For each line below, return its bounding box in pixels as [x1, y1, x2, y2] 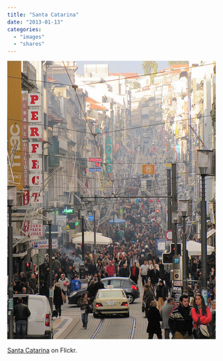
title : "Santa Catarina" [7, 11, 79, 18]
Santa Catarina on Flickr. [7, 346, 78, 355]
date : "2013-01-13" [7, 18, 64, 26]
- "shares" [13, 40, 45, 48]
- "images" [13, 33, 45, 40]
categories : [7, 26, 42, 33]
